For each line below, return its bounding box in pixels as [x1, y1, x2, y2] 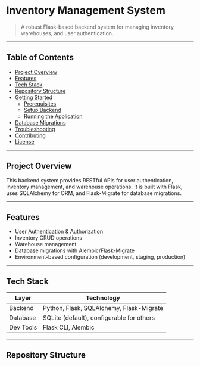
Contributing [14, 132, 46, 139]
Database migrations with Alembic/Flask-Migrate [14, 247, 135, 254]
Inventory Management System [6, 4, 165, 17]
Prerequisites [23, 100, 57, 107]
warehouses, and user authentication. [20, 29, 114, 36]
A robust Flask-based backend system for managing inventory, [20, 23, 176, 30]
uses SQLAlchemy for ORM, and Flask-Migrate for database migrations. [6, 189, 182, 197]
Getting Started [14, 94, 52, 101]
